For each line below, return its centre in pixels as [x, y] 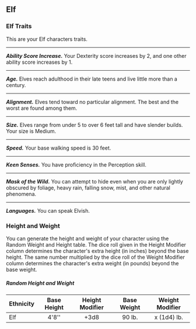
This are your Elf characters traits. [47, 39]
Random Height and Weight [40, 283]
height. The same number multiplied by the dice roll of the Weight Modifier [95, 257]
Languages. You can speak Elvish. [48, 210]
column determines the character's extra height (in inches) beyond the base [97, 251]
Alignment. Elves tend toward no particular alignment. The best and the [92, 102]
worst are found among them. [42, 108]
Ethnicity [22, 303]
